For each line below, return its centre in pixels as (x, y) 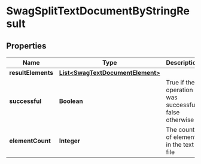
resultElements (31, 73)
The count (180, 130)
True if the (180, 82)
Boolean (71, 101)
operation (179, 90)
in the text (180, 145)
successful (25, 101)
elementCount (30, 141)
